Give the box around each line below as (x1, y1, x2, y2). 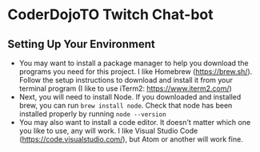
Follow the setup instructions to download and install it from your (18, 76, 233, 84)
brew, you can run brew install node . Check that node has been (18, 101, 233, 110)
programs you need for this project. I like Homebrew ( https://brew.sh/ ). (18, 67, 253, 76)
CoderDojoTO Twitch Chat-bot (7, 6, 214, 24)
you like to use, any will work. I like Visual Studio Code (18, 126, 198, 135)
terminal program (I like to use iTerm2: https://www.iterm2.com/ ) (18, 84, 233, 93)
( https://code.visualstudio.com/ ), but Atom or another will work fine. (18, 134, 243, 144)
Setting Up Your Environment (7, 37, 155, 51)
